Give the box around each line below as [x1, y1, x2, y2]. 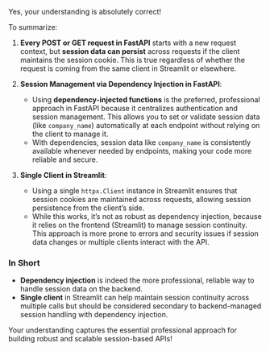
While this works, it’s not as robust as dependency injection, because [31, 212, 262, 221]
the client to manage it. [31, 129, 109, 138]
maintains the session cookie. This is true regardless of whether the [19, 56, 246, 64]
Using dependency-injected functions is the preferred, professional [31, 95, 260, 104]
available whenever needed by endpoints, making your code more [31, 147, 252, 155]
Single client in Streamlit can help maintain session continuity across [19, 293, 250, 303]
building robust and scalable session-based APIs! [8, 334, 173, 344]
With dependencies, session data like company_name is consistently [31, 138, 251, 147]
